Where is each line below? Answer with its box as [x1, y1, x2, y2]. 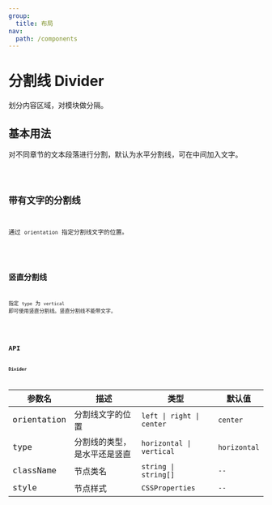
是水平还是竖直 [74, 448, 131, 460]
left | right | [141, 411, 200, 421]
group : [8, 11, 31, 20]
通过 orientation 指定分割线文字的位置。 [8, 228, 128, 236]
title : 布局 [15, 19, 54, 28]
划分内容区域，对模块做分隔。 [8, 101, 108, 110]
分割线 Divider [8, 72, 104, 90]
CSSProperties [141, 483, 196, 492]
